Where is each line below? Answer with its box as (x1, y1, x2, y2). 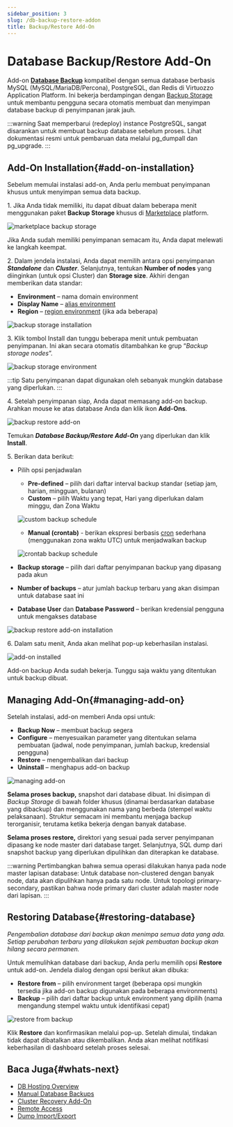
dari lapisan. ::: (7, 891, 49, 900)
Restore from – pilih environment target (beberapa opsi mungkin (17, 979, 202, 988)
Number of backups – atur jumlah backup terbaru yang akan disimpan (17, 584, 220, 593)
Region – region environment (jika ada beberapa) (17, 308, 159, 316)
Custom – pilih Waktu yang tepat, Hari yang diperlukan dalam (27, 494, 204, 503)
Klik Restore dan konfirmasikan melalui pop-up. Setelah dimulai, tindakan (7, 1028, 217, 1036)
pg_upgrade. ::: (7, 142, 51, 150)
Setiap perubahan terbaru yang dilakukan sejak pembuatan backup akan (7, 937, 219, 946)
